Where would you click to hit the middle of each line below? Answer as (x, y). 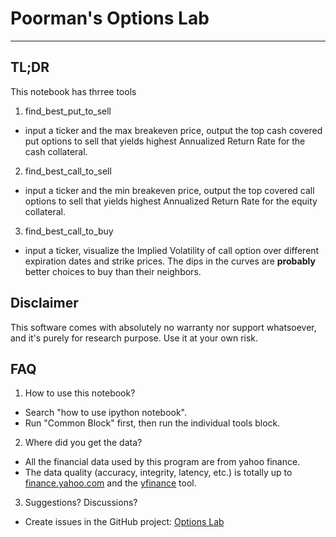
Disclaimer (44, 303)
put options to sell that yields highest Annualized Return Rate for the (165, 141)
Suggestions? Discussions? (81, 503)
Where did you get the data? (83, 443)
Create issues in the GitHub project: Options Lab (124, 522)
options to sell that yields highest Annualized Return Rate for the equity (171, 201)
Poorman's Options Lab (110, 18)
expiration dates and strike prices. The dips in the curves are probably (170, 261)
